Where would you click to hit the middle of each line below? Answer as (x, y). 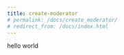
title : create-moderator (42, 13)
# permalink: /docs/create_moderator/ (62, 20)
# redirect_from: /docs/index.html (58, 26)
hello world (23, 46)
